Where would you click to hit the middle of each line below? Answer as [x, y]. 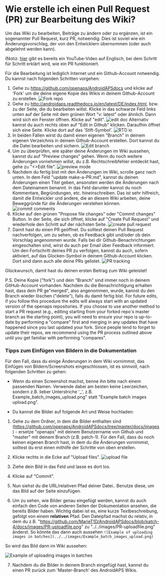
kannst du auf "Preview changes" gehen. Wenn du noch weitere [77, 156]
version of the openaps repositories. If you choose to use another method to [82, 306]
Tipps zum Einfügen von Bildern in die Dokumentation [71, 350]
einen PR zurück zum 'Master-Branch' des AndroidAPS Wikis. [75, 570]
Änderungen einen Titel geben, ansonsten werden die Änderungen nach [85, 182]
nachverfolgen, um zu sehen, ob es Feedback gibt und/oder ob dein [81, 235]
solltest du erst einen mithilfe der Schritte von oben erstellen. [74, 448]
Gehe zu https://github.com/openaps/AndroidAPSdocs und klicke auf [82, 88]
